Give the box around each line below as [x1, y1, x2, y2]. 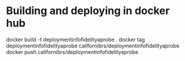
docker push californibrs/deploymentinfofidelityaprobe [6, 48, 139, 55]
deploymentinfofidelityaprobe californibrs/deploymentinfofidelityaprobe [6, 42, 180, 49]
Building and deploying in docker [6, 4, 170, 18]
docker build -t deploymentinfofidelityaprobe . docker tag [6, 36, 145, 43]
